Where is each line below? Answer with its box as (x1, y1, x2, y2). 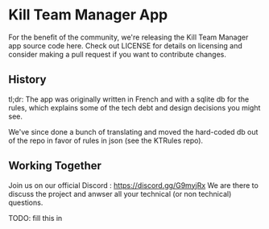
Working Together (8, 159, 102, 173)
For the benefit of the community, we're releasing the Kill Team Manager (8, 32, 249, 42)
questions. (8, 198, 43, 207)
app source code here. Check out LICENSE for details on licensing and (8, 40, 243, 50)
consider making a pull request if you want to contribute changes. (8, 49, 227, 59)
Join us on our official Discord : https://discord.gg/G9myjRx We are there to (8, 180, 259, 190)
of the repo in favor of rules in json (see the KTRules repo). (8, 135, 204, 145)
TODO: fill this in (8, 213, 63, 223)
